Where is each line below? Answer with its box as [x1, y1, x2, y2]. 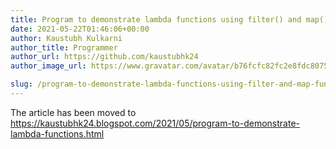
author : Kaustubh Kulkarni [10, 33, 123, 43]
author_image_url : [10, 61, 87, 71]
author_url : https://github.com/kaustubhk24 [10, 52, 199, 62]
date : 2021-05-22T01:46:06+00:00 [10, 24, 150, 34]
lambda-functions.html [10, 127, 105, 140]
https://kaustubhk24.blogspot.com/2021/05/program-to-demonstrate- [10, 117, 301, 129]
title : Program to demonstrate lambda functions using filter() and [10, 14, 302, 25]
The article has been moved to [10, 106, 137, 118]
